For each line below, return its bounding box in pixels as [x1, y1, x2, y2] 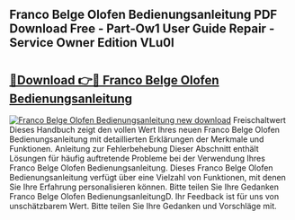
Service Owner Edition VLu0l [9, 35, 174, 50]
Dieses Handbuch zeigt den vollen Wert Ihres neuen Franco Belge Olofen [9, 125, 281, 135]
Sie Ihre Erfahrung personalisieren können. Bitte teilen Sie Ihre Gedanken [9, 181, 279, 192]
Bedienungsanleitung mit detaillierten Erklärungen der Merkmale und [9, 134, 264, 145]
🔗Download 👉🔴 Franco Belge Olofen [9, 72, 219, 88]
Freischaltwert [232, 115, 286, 125]
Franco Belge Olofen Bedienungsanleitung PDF [9, 7, 278, 22]
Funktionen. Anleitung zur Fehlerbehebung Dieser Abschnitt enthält [9, 144, 259, 154]
